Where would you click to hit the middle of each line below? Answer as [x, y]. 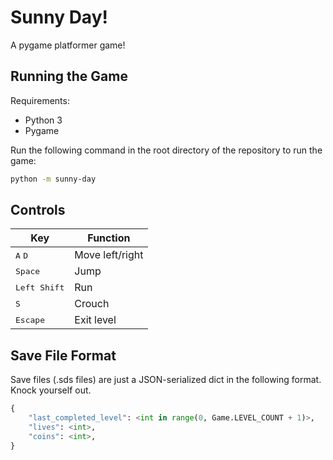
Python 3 [43, 120]
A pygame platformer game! [68, 45]
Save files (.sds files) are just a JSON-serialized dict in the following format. [166, 380]
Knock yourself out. [51, 390]
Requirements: [40, 100]
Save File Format [63, 355]
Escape [30, 319]
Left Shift [40, 287]
